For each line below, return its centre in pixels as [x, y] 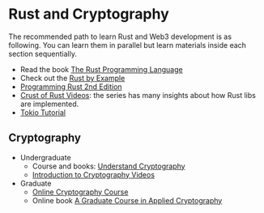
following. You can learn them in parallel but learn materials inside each [128, 45]
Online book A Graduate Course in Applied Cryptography [127, 200]
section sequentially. [43, 53]
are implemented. [49, 104]
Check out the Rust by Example [72, 78]
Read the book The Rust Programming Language [102, 69]
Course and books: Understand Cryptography [109, 166]
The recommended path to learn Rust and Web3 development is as [120, 36]
